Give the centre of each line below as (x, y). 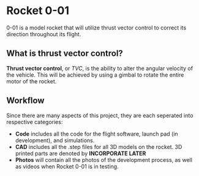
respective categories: (35, 122)
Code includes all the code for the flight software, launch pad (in (97, 134)
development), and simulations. (55, 140)
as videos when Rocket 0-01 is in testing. (67, 166)
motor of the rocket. (32, 81)
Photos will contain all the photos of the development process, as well (104, 159)
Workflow (25, 101)
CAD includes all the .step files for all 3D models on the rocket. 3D (99, 147)
